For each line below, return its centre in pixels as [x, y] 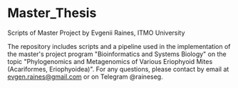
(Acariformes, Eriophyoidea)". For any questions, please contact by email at [118, 69]
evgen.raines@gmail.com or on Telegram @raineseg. [85, 77]
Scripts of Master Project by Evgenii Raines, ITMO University [96, 33]
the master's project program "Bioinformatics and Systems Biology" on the [117, 54]
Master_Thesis [52, 13]
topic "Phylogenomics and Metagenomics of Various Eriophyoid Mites [110, 61]
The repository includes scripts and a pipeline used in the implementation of [119, 46]
